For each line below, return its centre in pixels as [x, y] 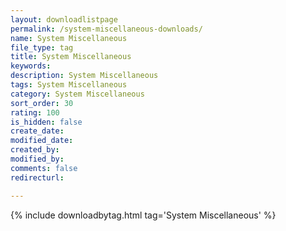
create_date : [37, 131]
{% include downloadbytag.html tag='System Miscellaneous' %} [143, 215]
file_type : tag [42, 47]
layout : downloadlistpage [64, 19]
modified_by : [37, 159]
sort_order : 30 [42, 103]
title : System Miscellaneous [71, 57]
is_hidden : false [46, 122]
